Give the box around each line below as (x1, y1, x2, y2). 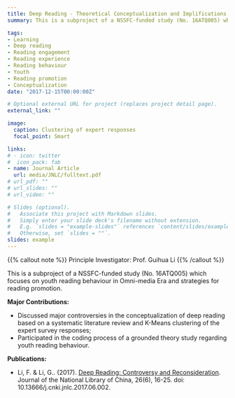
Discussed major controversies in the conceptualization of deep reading (17, 311, 225, 320)
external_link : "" (7, 107, 61, 114)
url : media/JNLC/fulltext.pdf (13, 172, 101, 179)
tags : (7, 29, 23, 36)
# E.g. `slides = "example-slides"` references (7, 224, 155, 231)
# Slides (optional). (7, 204, 71, 211)
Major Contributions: (7, 297, 70, 306)
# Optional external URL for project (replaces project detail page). (7, 101, 218, 108)
